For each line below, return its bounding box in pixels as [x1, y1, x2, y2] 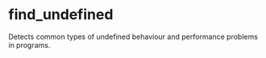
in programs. [8, 40, 51, 49]
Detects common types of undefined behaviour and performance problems [8, 32, 258, 41]
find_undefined [8, 6, 114, 24]
